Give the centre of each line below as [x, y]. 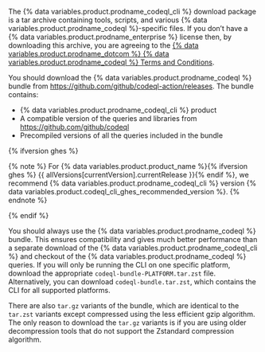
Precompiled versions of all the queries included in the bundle [121, 135]
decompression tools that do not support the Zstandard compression [121, 331]
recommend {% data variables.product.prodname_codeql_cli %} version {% [132, 183]
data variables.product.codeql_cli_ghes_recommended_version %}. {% [124, 192]
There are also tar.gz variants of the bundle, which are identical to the [124, 305]
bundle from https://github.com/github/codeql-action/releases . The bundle [131, 86]
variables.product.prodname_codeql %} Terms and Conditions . [111, 62]
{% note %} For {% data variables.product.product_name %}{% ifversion [128, 166]
